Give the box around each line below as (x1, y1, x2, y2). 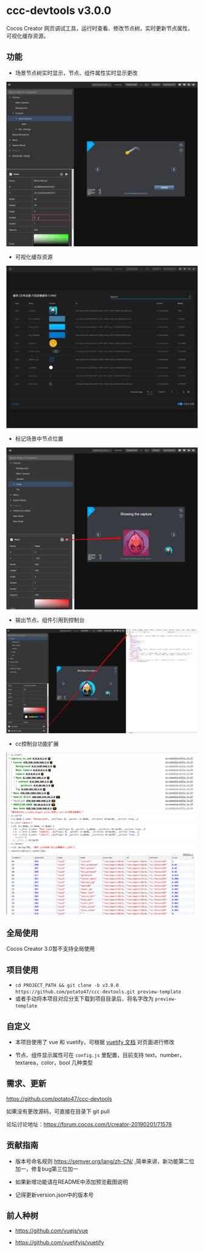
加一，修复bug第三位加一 (15, 1165, 79, 1172)
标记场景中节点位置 (15, 435, 64, 443)
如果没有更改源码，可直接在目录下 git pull (6, 1108, 110, 1115)
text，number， (145, 1051, 185, 1058)
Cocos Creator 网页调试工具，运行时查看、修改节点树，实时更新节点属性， (6, 24, 193, 32)
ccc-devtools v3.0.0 (6, 4, 112, 18)
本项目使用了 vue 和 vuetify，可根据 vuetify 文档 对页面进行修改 (15, 1038, 175, 1045)
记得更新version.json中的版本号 (15, 1191, 94, 1198)
